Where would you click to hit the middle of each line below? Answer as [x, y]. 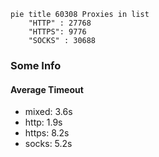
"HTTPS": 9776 [57, 32]
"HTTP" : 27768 [60, 23]
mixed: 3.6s [48, 112]
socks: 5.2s [48, 144]
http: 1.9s [43, 122]
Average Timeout [47, 89]
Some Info [36, 65]
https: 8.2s [47, 133]
